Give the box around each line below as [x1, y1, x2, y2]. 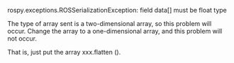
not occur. [7, 34, 38, 43]
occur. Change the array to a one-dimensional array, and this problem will [7, 27, 223, 35]
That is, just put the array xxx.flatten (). [7, 48, 121, 56]
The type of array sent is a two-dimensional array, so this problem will [7, 20, 212, 27]
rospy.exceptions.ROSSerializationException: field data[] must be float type [7, 6, 227, 14]
